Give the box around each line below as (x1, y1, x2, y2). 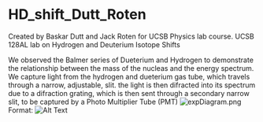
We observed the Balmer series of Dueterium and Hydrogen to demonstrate (8, 55, 254, 65)
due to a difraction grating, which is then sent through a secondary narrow (8, 88, 250, 98)
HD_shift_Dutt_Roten (8, 6, 147, 24)
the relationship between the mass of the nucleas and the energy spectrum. (8, 63, 254, 72)
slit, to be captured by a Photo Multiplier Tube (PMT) (8, 97, 179, 106)
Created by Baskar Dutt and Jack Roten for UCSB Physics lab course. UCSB (8, 31, 254, 41)
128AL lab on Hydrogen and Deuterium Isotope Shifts (8, 39, 181, 49)
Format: (8, 105, 34, 115)
